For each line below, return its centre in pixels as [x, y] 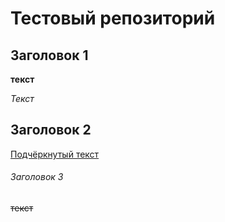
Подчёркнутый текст [55, 154]
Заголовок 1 [49, 55]
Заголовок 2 [51, 130]
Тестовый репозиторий [113, 18]
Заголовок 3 [37, 177]
